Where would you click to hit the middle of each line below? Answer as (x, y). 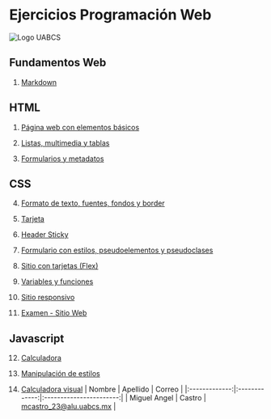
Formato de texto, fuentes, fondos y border (93, 203)
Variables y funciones (57, 281)
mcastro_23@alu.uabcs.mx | (68, 407)
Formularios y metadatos (62, 159)
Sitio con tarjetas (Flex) (59, 266)
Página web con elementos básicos (80, 127)
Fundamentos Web (58, 63)
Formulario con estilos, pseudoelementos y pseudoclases (117, 250)
